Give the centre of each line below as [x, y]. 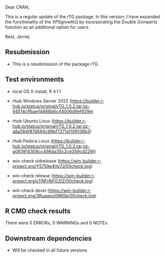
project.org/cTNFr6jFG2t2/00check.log [52, 181]
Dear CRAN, [17, 7]
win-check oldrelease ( [36, 161]
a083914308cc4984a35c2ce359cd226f [53, 151]
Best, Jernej [17, 37]
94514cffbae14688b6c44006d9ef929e [52, 111]
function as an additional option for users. [48, 27]
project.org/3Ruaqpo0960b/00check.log [53, 195]
